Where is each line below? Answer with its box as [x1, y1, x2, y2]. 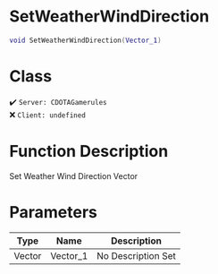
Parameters [9, 201, 98, 222]
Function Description [9, 141, 169, 161]
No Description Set [96, 249, 176, 261]
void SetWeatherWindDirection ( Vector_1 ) [9, 36, 163, 45]
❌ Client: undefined [9, 109, 87, 120]
